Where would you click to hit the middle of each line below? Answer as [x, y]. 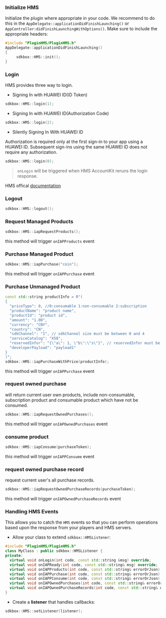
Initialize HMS [22, 7]
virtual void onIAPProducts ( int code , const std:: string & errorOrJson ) [85, 569]
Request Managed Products [39, 221]
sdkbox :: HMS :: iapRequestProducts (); [43, 232]
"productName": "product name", [43, 311]
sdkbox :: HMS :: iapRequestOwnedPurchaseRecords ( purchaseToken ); [70, 489]
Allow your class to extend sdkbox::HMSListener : [62, 537]
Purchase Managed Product [39, 254]
